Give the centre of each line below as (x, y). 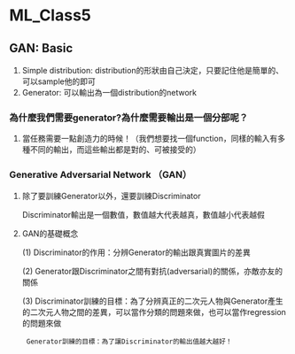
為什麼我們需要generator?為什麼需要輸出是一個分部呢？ (129, 118)
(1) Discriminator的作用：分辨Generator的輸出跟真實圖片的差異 (136, 252)
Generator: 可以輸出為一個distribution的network (109, 92)
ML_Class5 (50, 15)
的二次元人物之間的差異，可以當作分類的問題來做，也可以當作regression (154, 312)
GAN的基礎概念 (50, 233)
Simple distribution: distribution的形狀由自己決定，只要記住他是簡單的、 (152, 70)
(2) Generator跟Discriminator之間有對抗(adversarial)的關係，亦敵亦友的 (152, 271)
